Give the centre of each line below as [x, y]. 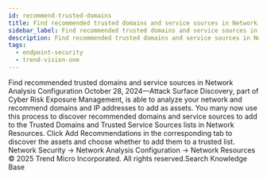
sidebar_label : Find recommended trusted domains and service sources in [133, 30]
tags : [17, 45]
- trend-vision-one [48, 60]
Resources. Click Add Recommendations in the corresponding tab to [120, 133]
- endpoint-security [49, 52]
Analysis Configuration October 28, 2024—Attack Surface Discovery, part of [133, 91]
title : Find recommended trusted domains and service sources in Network [133, 23]
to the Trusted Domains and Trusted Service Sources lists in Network [121, 125]
